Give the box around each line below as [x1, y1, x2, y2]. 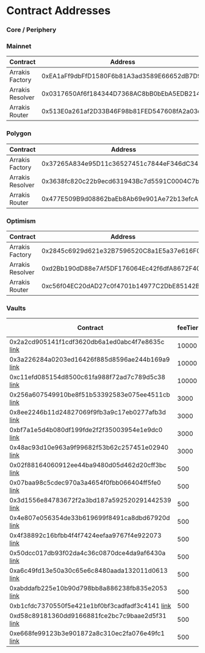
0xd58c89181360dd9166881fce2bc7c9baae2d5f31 [9, 611, 167, 620]
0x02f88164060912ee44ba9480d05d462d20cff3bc [9, 461, 167, 469]
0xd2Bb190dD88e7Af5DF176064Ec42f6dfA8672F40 [41, 264, 201, 272]
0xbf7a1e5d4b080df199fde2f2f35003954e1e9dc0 [9, 426, 163, 435]
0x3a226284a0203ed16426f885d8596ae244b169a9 [9, 356, 170, 364]
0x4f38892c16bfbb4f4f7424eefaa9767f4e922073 [9, 531, 162, 540]
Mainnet [6, 42, 32, 51]
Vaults [6, 304, 26, 312]
